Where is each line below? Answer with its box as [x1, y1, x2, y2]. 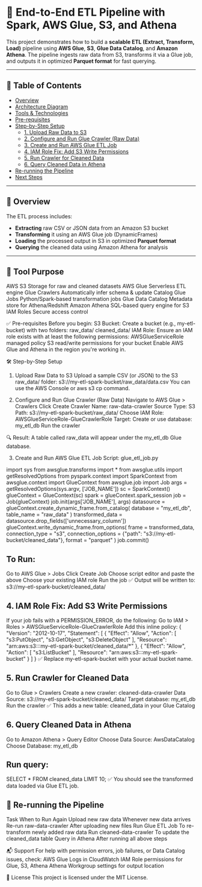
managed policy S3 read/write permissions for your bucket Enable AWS [6, 339, 184, 347]
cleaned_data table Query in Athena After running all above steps [6, 835, 168, 842]
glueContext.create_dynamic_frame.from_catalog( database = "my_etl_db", [6, 505, 191, 512]
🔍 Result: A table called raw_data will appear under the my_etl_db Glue [6, 434, 182, 441]
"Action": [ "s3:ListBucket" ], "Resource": [6, 649, 108, 656]
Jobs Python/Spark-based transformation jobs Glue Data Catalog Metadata [6, 295, 193, 303]
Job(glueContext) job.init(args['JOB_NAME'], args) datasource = [6, 498, 165, 505]
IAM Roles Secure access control [6, 308, 88, 315]
